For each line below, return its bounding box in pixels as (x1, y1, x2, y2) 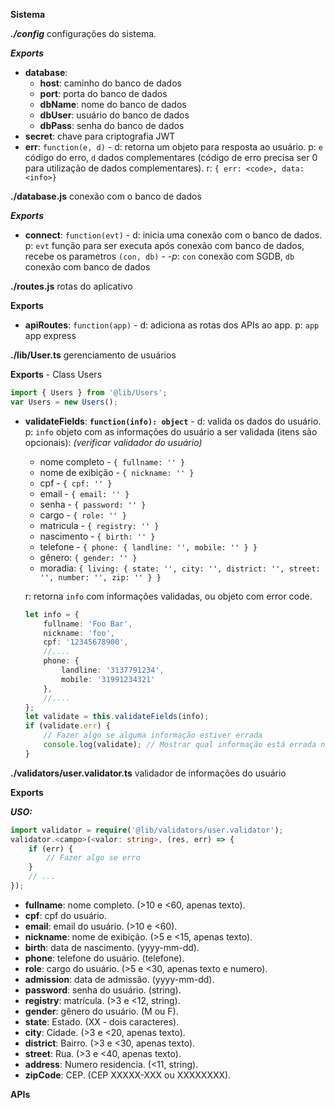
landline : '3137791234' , (61, 665, 165, 675)
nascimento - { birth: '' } (39, 530, 156, 542)
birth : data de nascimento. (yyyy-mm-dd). (24, 941, 200, 953)
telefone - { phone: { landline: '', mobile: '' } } (39, 540, 258, 553)
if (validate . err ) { (24, 721, 111, 731)
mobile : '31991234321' (61, 674, 156, 684)
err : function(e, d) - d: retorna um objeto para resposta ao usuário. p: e (24, 141, 324, 153)
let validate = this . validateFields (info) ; (24, 712, 210, 722)
